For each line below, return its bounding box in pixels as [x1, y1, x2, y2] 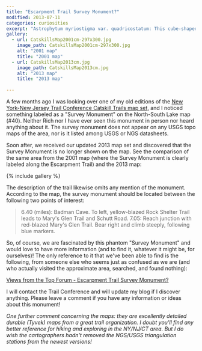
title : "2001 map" [17, 53, 63, 60]
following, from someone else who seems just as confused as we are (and [6, 258, 191, 265]
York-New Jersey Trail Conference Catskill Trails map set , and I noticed [6, 105, 183, 111]
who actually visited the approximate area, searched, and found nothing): [6, 265, 188, 272]
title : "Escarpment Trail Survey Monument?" [6, 8, 120, 15]
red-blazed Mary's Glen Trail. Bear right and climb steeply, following [20, 221, 190, 228]
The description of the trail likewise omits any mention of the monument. [6, 184, 186, 191]
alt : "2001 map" [17, 48, 58, 54]
